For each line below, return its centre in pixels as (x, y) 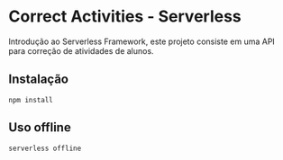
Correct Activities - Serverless (125, 17)
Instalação (39, 80)
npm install (31, 100)
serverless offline (45, 148)
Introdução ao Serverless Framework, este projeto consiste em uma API (142, 41)
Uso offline (40, 128)
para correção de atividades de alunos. (81, 50)
